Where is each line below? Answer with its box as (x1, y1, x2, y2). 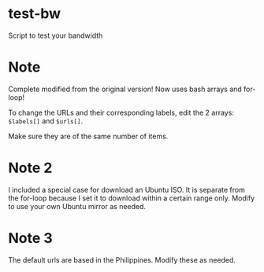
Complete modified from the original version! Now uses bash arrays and (8, 84, 242, 94)
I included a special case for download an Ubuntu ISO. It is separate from (8, 185, 246, 194)
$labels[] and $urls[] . (8, 116, 84, 126)
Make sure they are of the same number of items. (8, 131, 169, 141)
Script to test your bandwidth (8, 31, 103, 40)
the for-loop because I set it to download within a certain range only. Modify (8, 193, 255, 203)
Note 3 (8, 230, 53, 247)
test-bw (8, 5, 61, 23)
